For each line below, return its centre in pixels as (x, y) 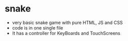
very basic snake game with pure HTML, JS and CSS (67, 22)
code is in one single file (38, 27)
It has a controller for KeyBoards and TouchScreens (66, 33)
